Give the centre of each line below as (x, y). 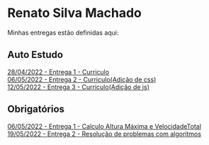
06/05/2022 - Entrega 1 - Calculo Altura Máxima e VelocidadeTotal (104, 126)
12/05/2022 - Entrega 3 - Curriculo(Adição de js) (79, 87)
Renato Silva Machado (74, 13)
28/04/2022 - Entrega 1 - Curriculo (58, 71)
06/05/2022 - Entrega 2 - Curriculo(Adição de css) (82, 79)
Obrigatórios (36, 109)
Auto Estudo (35, 55)
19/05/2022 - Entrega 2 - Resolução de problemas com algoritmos (104, 134)
